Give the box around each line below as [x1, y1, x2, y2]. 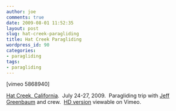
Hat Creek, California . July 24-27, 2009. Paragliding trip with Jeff [6, 92, 170, 99]
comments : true [6, 14, 44, 20]
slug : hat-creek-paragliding [6, 31, 79, 37]
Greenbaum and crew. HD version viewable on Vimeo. [6, 98, 141, 106]
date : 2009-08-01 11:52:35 [6, 20, 74, 26]
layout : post [6, 25, 39, 32]
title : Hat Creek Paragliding [6, 36, 82, 42]
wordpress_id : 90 [6, 42, 50, 48]
